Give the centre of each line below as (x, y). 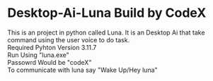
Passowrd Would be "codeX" (50, 62)
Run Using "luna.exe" (38, 55)
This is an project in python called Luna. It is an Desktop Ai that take (106, 32)
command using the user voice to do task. (69, 39)
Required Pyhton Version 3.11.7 (52, 47)
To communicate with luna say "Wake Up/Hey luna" (82, 70)
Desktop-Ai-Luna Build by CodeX (107, 13)
